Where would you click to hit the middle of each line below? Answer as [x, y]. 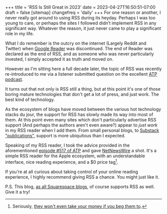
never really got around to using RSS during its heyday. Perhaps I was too [80, 18]
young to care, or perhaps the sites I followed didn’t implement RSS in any [81, 23]
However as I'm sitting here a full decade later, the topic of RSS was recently [83, 69]
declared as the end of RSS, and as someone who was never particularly [80, 54]
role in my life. [20, 34]
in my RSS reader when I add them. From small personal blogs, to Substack [82, 130]
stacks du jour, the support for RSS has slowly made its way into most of [79, 114]
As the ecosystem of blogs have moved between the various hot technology [83, 109]
